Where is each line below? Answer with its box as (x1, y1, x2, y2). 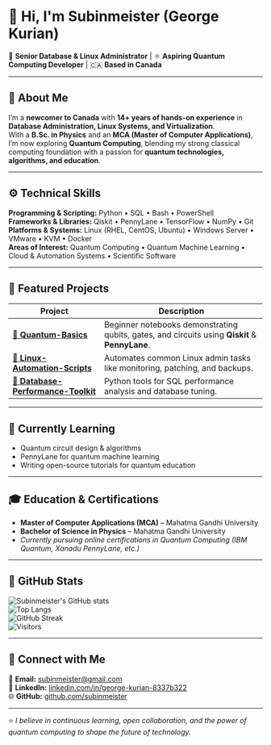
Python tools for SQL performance (103, 375, 235, 387)
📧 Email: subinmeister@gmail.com (8, 674, 123, 684)
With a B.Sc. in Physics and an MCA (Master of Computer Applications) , (8, 129, 253, 140)
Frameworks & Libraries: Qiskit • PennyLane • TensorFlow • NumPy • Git (8, 216, 254, 226)
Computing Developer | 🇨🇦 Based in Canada (8, 60, 163, 69)
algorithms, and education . (8, 155, 101, 165)
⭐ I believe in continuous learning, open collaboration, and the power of (8, 715, 248, 725)
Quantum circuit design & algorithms (19, 443, 142, 453)
